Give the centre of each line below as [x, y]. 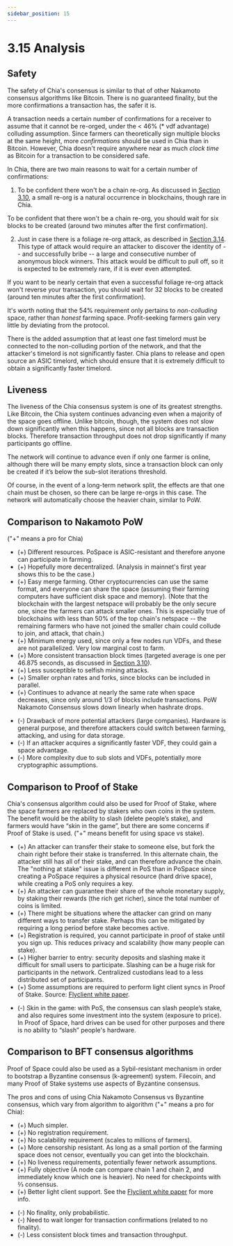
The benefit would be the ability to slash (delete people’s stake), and [105, 818]
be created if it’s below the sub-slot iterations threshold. [87, 472]
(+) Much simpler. [42, 1125]
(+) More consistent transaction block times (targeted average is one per [121, 656]
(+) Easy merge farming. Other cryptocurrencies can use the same [113, 582]
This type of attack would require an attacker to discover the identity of [119, 246]
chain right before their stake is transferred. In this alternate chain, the [118, 854]
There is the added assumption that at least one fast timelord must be [107, 339]
